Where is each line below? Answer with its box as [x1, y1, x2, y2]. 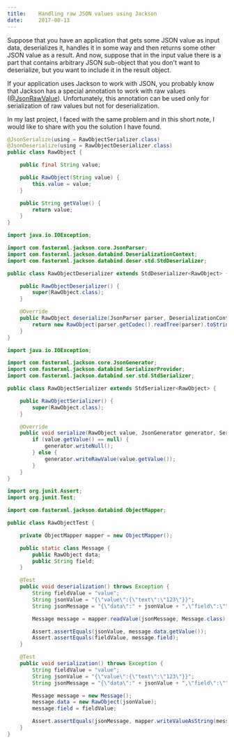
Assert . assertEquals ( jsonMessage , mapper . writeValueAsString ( [32, 717, 217, 725]
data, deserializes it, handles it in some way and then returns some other [7, 43, 216, 52]
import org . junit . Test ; [7, 494, 77, 502]
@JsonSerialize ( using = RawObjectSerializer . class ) [7, 136, 160, 143]
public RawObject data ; [32, 551, 101, 558]
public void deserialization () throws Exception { [19, 583, 170, 590]
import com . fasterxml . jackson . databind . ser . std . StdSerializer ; [7, 372, 195, 379]
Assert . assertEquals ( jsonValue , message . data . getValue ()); [32, 628, 208, 635]
